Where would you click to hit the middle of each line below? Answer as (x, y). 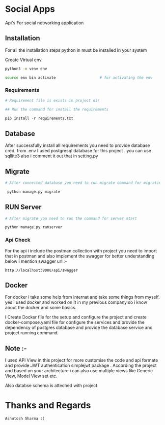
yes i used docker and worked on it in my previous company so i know (76, 302)
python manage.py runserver (34, 227)
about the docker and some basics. (41, 308)
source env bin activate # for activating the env (79, 77)
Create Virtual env (23, 60)
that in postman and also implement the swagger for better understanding (80, 256)
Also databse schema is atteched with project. (52, 386)
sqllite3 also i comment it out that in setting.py (52, 156)
